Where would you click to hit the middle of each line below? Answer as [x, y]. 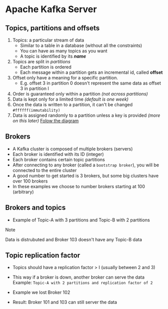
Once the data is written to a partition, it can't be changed [72, 104]
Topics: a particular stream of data [48, 40]
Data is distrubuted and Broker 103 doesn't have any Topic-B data [74, 239]
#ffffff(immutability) [36, 110]
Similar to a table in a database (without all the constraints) [81, 46]
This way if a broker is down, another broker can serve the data [78, 277]
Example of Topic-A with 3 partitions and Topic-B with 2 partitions [81, 220]
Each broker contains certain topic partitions [59, 159]
